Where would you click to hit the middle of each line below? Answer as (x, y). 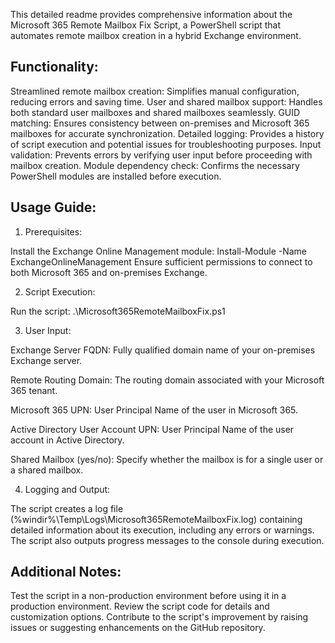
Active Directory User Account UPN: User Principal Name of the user (152, 429)
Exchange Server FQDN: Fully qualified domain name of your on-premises (163, 350)
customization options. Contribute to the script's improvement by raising (159, 617)
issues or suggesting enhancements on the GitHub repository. (138, 628)
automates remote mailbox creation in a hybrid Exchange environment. (156, 35)
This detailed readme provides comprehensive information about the (151, 14)
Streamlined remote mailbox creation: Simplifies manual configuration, (155, 91)
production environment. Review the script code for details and (140, 606)
